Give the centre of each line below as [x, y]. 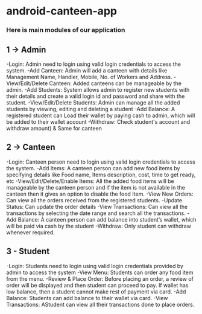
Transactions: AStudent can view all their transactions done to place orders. [100, 304]
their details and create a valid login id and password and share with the [96, 96]
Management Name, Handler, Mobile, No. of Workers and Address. [89, 77]
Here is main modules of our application [66, 30]
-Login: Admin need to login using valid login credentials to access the [93, 64]
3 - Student [28, 252]
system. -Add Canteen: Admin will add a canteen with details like [87, 70]
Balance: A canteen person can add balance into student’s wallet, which [107, 219]
